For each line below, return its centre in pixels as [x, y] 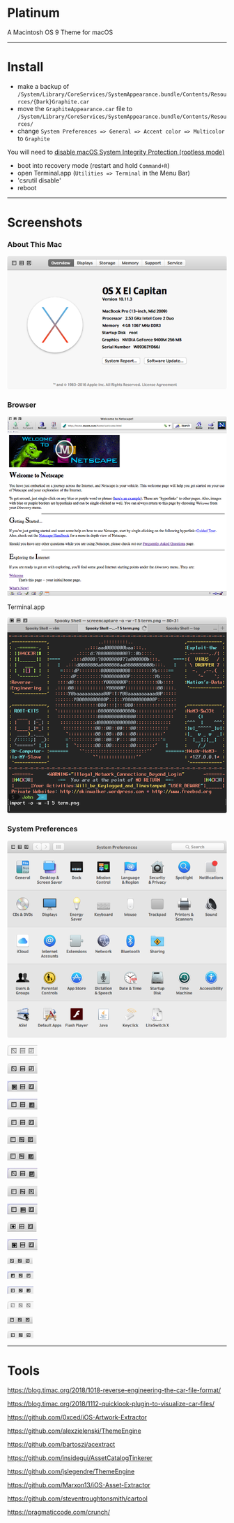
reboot [27, 187]
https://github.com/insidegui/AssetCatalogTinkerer [80, 1458]
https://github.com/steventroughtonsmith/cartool [78, 1499]
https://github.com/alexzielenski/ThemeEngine [74, 1431]
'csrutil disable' [39, 180]
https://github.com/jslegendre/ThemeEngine [71, 1471]
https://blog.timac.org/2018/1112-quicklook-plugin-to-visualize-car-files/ [111, 1403]
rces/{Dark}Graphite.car [53, 102]
